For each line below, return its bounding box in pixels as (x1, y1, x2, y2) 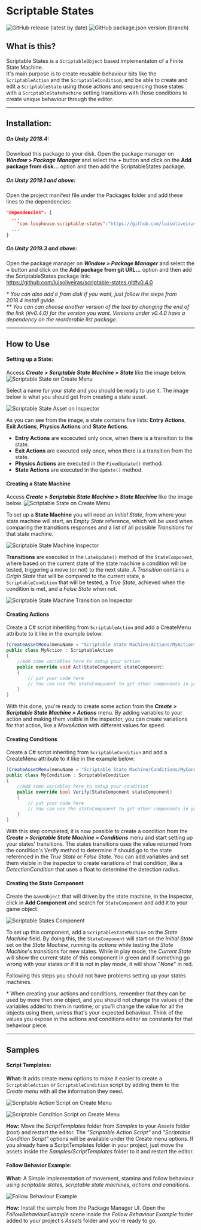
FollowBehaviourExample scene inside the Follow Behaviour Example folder (6, 1211, 193, 1218)
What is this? (6, 41, 56, 51)
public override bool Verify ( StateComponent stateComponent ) (17, 789, 172, 795)
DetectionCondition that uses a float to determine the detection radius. (6, 866, 180, 873)
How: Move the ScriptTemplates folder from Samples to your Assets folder (6, 1122, 190, 1129)
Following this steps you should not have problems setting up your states (6, 972, 187, 979)
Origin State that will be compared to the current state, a (6, 573, 145, 580)
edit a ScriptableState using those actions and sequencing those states (6, 83, 184, 90)
